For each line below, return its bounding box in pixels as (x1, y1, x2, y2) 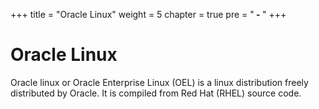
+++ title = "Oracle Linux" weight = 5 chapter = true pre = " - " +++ (10, 9, 287, 20)
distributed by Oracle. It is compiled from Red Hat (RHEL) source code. (10, 87, 302, 99)
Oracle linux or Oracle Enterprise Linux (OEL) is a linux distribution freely (10, 76, 309, 88)
